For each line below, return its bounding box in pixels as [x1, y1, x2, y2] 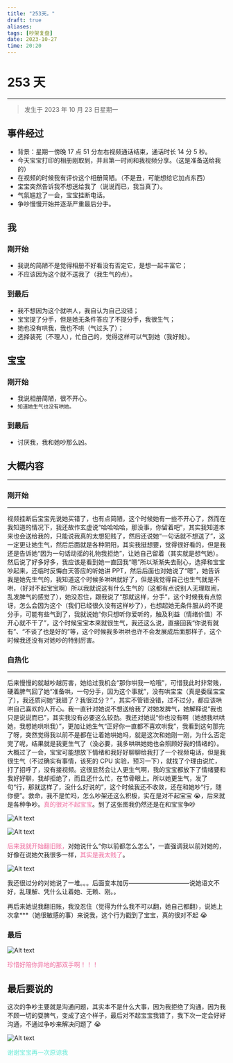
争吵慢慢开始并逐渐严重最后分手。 [17, 199, 115, 208]
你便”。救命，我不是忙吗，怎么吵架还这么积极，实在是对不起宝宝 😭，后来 [7, 791, 220, 800]
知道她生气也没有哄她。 [17, 404, 75, 411]
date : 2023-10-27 [7, 36, 58, 43]
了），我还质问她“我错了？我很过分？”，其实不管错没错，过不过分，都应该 [7, 696, 216, 704]
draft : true [7, 17, 42, 24]
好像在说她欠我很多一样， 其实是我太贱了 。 [7, 850, 129, 859]
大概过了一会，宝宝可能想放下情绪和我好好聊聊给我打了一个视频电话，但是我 [7, 748, 226, 757]
